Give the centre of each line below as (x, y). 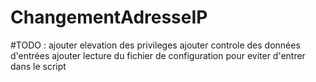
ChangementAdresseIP (109, 17)
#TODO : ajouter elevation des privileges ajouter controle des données (155, 45)
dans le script (38, 66)
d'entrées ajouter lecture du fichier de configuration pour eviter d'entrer (158, 55)
